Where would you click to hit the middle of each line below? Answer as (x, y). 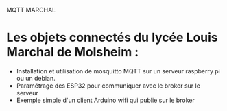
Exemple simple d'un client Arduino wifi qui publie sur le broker (105, 100)
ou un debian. (36, 78)
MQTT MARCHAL (31, 10)
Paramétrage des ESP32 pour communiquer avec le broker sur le (108, 86)
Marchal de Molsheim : (73, 52)
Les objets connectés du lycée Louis (112, 38)
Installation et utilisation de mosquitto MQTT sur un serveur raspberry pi (118, 71)
